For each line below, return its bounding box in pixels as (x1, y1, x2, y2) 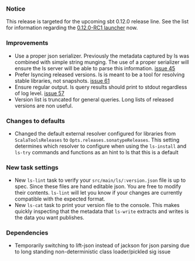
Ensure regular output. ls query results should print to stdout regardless (14, 83, 187, 90)
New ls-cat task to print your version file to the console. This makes (14, 202, 180, 209)
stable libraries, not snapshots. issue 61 (14, 77, 110, 84)
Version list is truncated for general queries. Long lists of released (14, 96, 174, 103)
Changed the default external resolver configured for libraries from (14, 130, 176, 137)
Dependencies (6, 229, 49, 237)
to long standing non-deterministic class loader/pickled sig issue (14, 248, 171, 255)
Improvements (6, 39, 49, 47)
